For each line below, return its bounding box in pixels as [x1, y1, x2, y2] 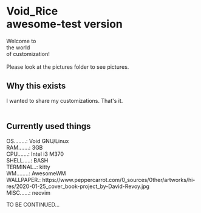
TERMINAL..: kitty [6, 163, 50, 170]
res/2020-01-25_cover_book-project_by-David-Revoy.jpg [6, 183, 150, 190]
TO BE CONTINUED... [6, 201, 60, 208]
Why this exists [6, 81, 66, 91]
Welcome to [6, 37, 36, 44]
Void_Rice [6, 4, 58, 18]
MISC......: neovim [6, 189, 50, 196]
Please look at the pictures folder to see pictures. [6, 63, 129, 71]
